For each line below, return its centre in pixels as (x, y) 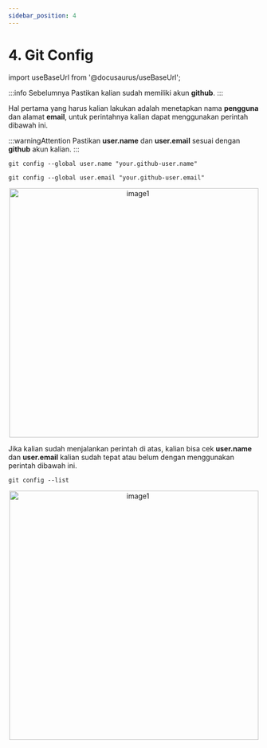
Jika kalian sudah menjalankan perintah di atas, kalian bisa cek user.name (130, 448)
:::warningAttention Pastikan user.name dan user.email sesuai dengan (124, 140)
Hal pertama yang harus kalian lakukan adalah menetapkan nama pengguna (133, 108)
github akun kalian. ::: (44, 149)
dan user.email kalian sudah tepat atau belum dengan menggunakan (122, 457)
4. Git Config (51, 55)
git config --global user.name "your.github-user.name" (103, 163)
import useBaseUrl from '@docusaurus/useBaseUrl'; (94, 77)
